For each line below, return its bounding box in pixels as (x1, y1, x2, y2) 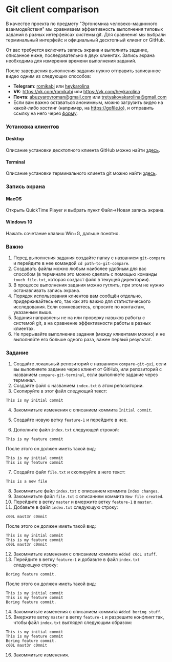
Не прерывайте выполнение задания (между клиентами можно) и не (13, 330, 165, 337)
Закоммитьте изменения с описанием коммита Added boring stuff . (13, 609, 162, 615)
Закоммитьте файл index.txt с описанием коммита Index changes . (13, 488, 159, 494)
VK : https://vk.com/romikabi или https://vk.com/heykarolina (13, 88, 140, 94)
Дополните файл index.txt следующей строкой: (13, 427, 119, 433)
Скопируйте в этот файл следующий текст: (13, 388, 107, 394)
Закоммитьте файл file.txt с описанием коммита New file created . (13, 493, 164, 500)
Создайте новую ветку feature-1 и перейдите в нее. (13, 417, 128, 423)
